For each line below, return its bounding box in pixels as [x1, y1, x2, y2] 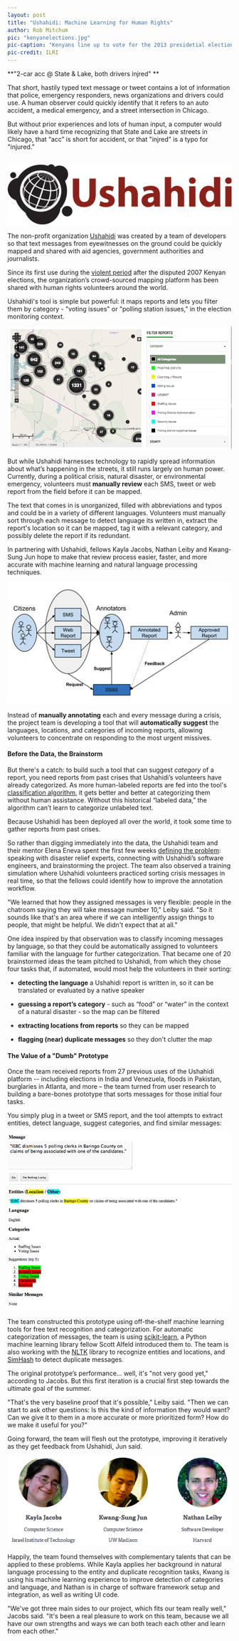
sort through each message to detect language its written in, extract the [7, 516, 218, 524]
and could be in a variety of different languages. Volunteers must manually [7, 508, 226, 517]
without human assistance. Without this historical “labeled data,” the [7, 796, 208, 804]
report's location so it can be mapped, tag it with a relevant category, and [7, 524, 223, 532]
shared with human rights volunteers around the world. [7, 283, 169, 291]
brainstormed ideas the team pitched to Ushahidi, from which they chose [7, 957, 221, 966]
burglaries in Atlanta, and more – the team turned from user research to [7, 1082, 216, 1091]
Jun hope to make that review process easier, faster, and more [24, 552, 208, 561]
